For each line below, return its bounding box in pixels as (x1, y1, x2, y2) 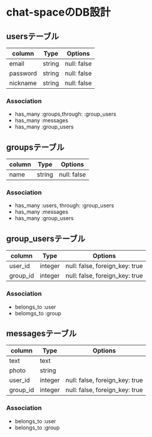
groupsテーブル (6, 142, 65, 152)
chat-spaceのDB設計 (6, 5, 111, 19)
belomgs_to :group (14, 309, 62, 317)
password (9, 70, 37, 77)
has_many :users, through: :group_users (14, 202, 114, 209)
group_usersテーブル (6, 233, 86, 243)
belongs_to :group (14, 424, 60, 431)
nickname (9, 79, 37, 87)
